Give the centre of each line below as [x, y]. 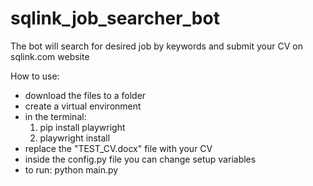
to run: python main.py [71, 169]
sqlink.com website [50, 56]
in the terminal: [55, 116]
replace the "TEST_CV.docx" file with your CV [118, 148]
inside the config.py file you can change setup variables [140, 159]
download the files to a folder [85, 95]
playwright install [75, 138]
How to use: [35, 76]
